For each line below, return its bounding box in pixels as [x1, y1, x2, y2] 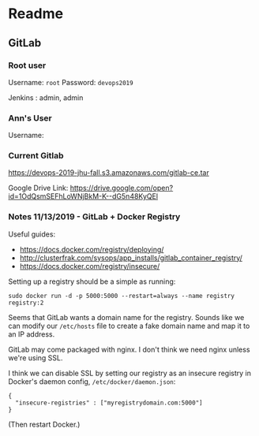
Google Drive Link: [8, 183, 69, 193]
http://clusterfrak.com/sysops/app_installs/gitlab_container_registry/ [19, 253, 243, 263]
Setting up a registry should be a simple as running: [8, 277, 176, 286]
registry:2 [8, 299, 44, 307]
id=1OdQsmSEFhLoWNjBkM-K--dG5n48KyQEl [8, 192, 159, 201]
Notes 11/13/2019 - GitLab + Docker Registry [8, 211, 181, 222]
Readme [8, 5, 64, 23]
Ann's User [8, 112, 53, 123]
